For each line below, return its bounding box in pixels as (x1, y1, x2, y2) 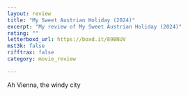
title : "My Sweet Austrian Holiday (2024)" (7, 17, 136, 24)
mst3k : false (7, 42, 45, 49)
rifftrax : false (7, 49, 54, 56)
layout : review (7, 10, 52, 17)
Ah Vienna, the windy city (7, 81, 81, 89)
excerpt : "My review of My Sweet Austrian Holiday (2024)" (7, 23, 182, 30)
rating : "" (7, 29, 39, 37)
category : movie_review (7, 56, 77, 63)
